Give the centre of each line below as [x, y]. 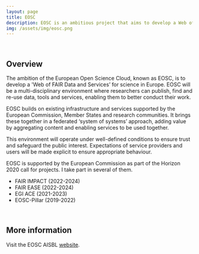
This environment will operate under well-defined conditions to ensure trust [98, 139]
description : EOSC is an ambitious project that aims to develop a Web [96, 23]
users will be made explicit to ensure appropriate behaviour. [79, 152]
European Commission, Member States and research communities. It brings [98, 115]
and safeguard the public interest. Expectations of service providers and [94, 146]
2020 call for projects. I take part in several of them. [70, 170]
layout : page [22, 12]
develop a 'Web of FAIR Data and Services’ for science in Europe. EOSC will [98, 84]
